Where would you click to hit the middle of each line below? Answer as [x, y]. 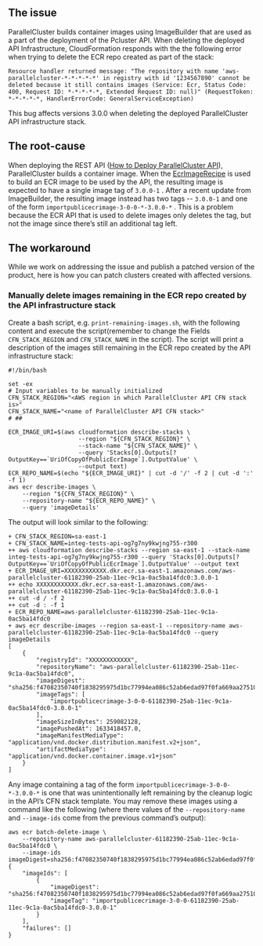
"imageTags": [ [61, 694]
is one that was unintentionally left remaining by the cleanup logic [147, 792]
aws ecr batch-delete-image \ [58, 832]
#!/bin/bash [27, 370]
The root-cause [47, 146]
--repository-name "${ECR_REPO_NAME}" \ [89, 500]
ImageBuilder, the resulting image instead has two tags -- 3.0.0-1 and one [128, 198]
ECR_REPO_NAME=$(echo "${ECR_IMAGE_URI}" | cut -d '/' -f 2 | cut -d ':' [131, 473]
